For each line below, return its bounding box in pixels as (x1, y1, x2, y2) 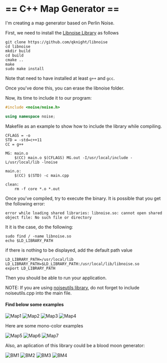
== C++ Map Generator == (5, 3, 119, 15)
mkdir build (5, 48, 30, 53)
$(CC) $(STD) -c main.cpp (14, 173, 70, 178)
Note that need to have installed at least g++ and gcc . (5, 75, 115, 81)
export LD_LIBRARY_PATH (5, 265, 56, 271)
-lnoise (41, 160, 58, 165)
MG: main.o (5, 150, 28, 156)
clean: (5, 181, 19, 187)
